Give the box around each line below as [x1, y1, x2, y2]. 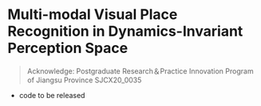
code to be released [18, 90, 85, 100]
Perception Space [7, 40, 129, 57]
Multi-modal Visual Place [7, 6, 178, 24]
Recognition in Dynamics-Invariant [7, 22, 243, 40]
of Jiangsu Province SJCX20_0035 [26, 75, 142, 85]
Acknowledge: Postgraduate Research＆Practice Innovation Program [26, 66, 254, 76]
